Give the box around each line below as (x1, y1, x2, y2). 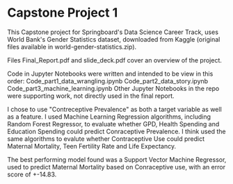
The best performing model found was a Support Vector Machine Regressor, (7, 155, 227, 164)
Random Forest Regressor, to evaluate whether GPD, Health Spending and (7, 119, 220, 128)
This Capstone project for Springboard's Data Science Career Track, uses (7, 28, 219, 36)
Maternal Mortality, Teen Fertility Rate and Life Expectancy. (7, 142, 176, 150)
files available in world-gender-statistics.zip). (7, 42, 137, 51)
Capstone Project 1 (7, 5, 118, 21)
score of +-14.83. (7, 170, 57, 178)
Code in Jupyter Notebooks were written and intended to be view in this (7, 69, 214, 78)
